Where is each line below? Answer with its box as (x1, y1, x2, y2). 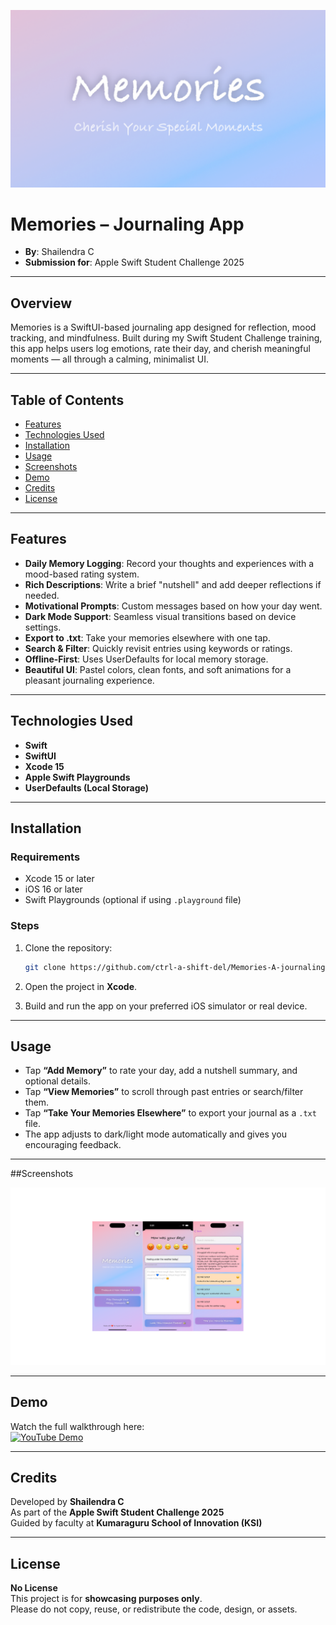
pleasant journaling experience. (24, 674, 155, 686)
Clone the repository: (24, 941, 113, 954)
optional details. (24, 1075, 92, 1087)
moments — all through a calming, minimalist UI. (10, 353, 210, 365)
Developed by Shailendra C (10, 1496, 125, 1508)
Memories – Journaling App (10, 213, 245, 235)
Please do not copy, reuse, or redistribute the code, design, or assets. (10, 1603, 298, 1615)
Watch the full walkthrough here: (10, 1420, 145, 1432)
